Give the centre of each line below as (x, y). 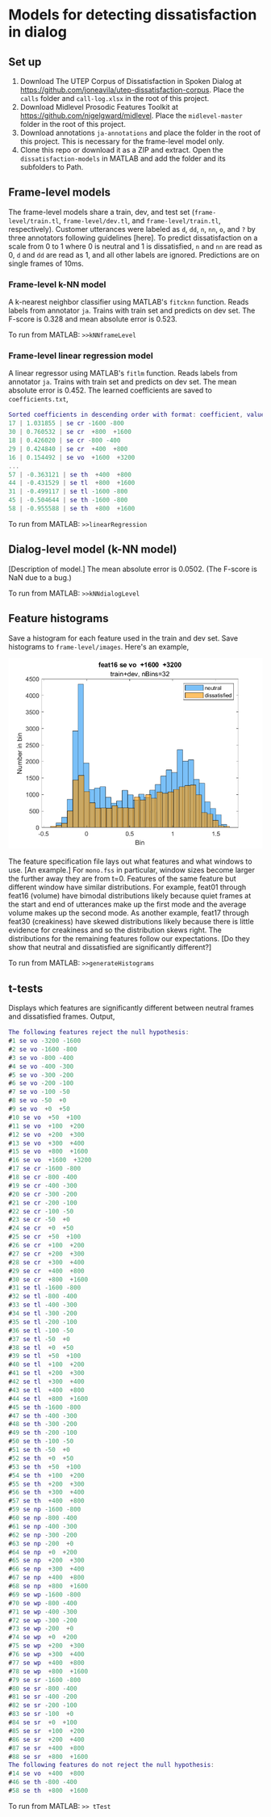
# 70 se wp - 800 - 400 (43, 1603)
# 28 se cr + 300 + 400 (46, 1262)
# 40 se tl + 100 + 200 (46, 1365)
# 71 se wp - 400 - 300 (43, 1612)
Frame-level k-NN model (57, 284)
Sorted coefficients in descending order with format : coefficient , (126, 415)
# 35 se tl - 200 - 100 (43, 1322)
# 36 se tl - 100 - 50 (41, 1331)
